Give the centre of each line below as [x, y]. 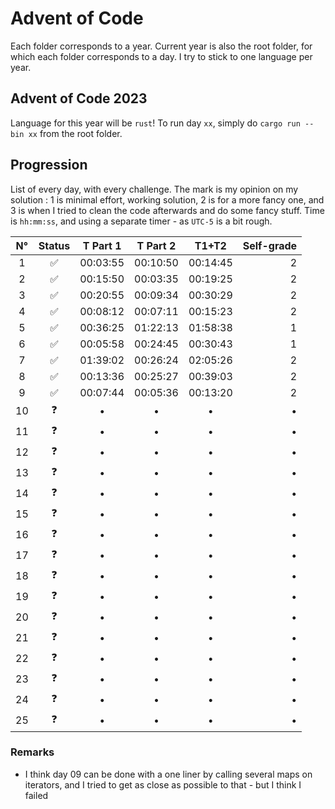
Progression [49, 165]
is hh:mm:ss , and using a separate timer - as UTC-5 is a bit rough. [141, 221]
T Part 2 [156, 245]
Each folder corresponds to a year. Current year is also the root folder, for [161, 46]
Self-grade [270, 245]
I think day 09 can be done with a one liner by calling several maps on [168, 774]
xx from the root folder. [75, 133]
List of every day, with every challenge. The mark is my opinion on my [154, 189]
